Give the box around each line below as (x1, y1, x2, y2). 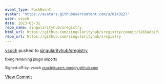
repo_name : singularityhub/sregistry (5, 25, 82, 30)
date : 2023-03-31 (5, 20, 41, 26)
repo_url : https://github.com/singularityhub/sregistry (5, 34, 121, 39)
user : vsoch (5, 16, 29, 21)
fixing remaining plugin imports (5, 57, 57, 62)
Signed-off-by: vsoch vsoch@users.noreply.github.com (5, 65, 99, 70)
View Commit (5, 74, 32, 80)
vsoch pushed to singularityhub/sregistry (5, 47, 88, 53)
